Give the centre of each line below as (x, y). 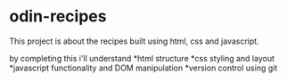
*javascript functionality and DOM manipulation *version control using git (143, 68)
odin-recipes (58, 16)
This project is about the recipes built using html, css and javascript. (135, 41)
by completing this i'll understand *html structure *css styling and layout (142, 58)
